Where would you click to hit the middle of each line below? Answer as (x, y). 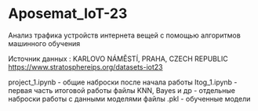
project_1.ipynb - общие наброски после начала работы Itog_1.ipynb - (123, 82)
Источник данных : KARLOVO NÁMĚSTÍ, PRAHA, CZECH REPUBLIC (118, 59)
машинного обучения (44, 43)
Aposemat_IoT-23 (68, 14)
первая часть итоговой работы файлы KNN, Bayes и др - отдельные (122, 90)
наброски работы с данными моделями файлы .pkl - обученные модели (129, 98)
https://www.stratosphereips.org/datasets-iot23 (85, 66)
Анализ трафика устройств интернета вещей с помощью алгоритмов (124, 35)
